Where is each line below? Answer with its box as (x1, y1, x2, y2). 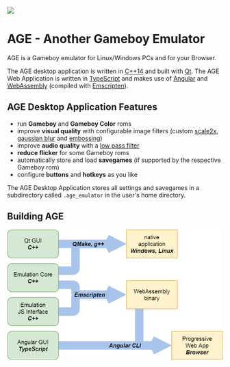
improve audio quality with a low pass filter (16, 141, 140, 150)
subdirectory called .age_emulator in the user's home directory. (7, 191, 186, 199)
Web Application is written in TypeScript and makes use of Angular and (7, 74, 208, 82)
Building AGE (7, 210, 64, 222)
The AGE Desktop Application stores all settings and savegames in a (7, 183, 200, 191)
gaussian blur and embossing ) (16, 134, 103, 142)
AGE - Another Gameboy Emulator (7, 31, 205, 47)
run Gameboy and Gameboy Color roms (16, 120, 132, 128)
